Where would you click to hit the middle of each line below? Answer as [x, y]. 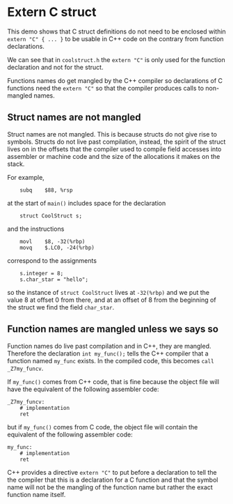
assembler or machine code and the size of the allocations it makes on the [114, 156]
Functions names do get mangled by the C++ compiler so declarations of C [115, 80]
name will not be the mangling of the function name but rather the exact [110, 487]
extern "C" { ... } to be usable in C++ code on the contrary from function [115, 38]
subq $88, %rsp [46, 190]
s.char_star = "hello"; [54, 280]
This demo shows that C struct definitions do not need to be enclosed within [116, 31]
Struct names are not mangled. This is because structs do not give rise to [112, 134]
